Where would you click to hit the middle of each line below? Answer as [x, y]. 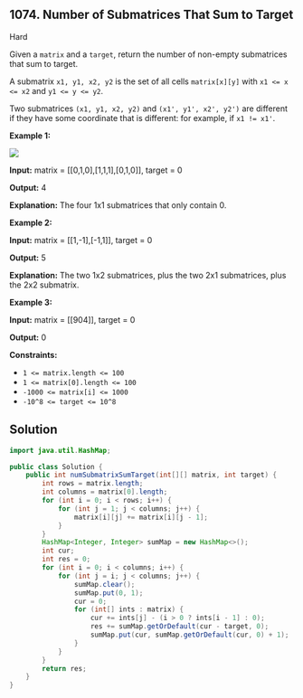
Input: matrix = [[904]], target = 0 [72, 319]
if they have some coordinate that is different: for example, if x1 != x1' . [142, 118]
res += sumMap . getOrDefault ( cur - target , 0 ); [180, 627]
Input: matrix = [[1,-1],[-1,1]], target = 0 [81, 240]
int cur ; [58, 551]
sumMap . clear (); [104, 584]
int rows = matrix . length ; [93, 484]
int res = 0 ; [66, 560]
